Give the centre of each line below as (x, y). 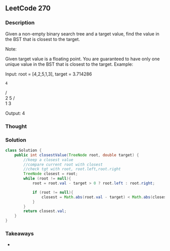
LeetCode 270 (28, 8)
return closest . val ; (45, 211)
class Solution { (24, 150)
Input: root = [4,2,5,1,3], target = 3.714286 (49, 74)
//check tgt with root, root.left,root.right (72, 169)
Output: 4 (15, 113)
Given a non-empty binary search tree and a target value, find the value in (82, 34)
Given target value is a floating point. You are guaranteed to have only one (83, 59)
